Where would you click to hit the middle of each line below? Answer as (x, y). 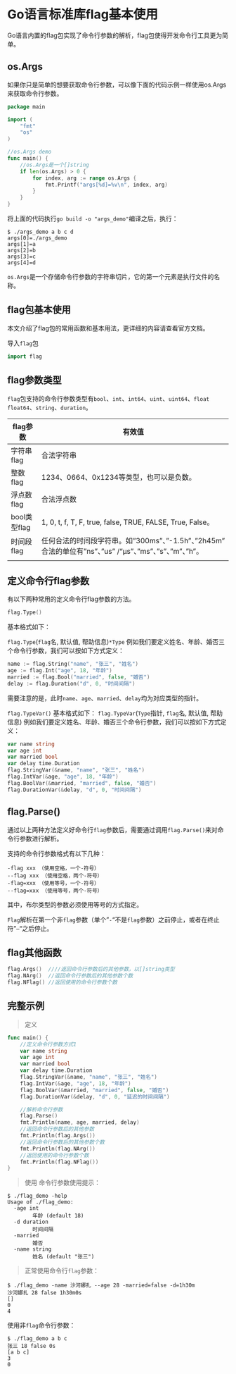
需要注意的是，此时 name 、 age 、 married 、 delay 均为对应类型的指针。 (105, 698)
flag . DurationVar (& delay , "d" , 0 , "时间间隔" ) (74, 790)
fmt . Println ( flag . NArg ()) (58, 1149)
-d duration (31, 1222)
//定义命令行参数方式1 (48, 1044)
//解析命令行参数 (41, 1109)
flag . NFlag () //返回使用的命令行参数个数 (63, 983)
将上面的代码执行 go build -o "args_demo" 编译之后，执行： (93, 218)
